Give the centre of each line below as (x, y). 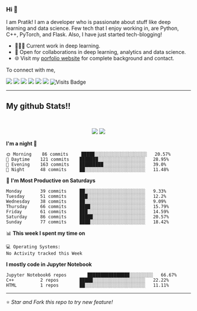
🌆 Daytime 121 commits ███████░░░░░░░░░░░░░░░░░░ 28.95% (87, 160)
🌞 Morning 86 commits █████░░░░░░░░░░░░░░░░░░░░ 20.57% (89, 155)
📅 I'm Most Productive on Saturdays (51, 180)
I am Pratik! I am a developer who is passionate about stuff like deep (89, 22)
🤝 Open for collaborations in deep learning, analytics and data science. (100, 52)
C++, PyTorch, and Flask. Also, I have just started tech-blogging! (84, 35)
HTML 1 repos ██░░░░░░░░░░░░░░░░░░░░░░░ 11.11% (87, 286)
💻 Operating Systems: (33, 247)
